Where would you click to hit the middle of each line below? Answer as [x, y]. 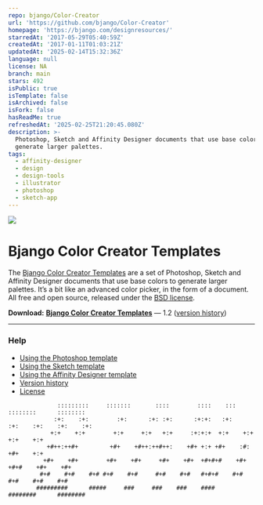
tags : [17, 154]
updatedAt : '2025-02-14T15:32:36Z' [66, 52]
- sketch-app [36, 198]
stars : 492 [26, 81]
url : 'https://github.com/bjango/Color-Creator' [89, 23]
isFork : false [31, 111]
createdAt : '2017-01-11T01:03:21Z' [66, 45]
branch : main [29, 74]
